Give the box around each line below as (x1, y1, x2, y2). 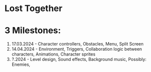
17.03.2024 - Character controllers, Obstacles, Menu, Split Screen (11, 41, 144, 47)
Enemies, (11, 61, 30, 68)
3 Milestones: (4, 25, 61, 36)
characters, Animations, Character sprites (11, 51, 95, 57)
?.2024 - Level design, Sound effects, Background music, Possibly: (11, 57, 147, 62)
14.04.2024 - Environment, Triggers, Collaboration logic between (11, 46, 142, 52)
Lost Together (4, 3, 63, 14)
